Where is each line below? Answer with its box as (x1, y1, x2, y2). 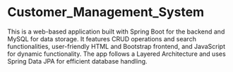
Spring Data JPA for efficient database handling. (7, 57, 148, 65)
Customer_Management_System (7, 4, 205, 20)
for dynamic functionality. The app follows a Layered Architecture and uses (7, 50, 226, 58)
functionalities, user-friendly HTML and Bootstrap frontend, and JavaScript (7, 42, 226, 50)
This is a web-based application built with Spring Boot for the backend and (7, 27, 225, 36)
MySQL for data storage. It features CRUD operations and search (7, 34, 196, 43)
